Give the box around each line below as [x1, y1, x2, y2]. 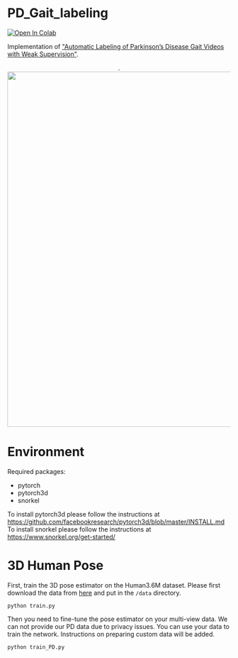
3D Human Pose [7, 558, 104, 573]
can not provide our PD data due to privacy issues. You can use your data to [7, 622, 230, 630]
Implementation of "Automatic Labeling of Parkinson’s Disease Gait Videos [7, 42, 225, 50]
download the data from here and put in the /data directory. [7, 588, 182, 597]
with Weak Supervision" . [7, 50, 79, 58]
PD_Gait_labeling [7, 5, 108, 21]
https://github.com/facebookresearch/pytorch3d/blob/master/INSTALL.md [7, 517, 225, 526]
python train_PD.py [7, 643, 65, 651]
